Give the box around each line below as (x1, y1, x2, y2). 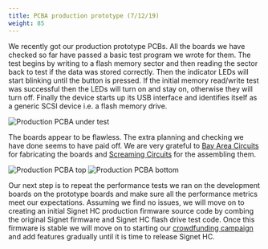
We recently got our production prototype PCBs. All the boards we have (8, 41, 246, 51)
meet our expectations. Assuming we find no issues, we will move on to (8, 198, 245, 207)
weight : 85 (8, 19, 45, 27)
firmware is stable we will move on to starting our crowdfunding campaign (8, 222, 254, 233)
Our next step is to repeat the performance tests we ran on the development (8, 180, 261, 190)
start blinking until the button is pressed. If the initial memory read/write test (8, 76, 259, 85)
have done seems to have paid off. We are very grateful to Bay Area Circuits (8, 141, 259, 150)
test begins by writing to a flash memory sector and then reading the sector (8, 58, 258, 68)
